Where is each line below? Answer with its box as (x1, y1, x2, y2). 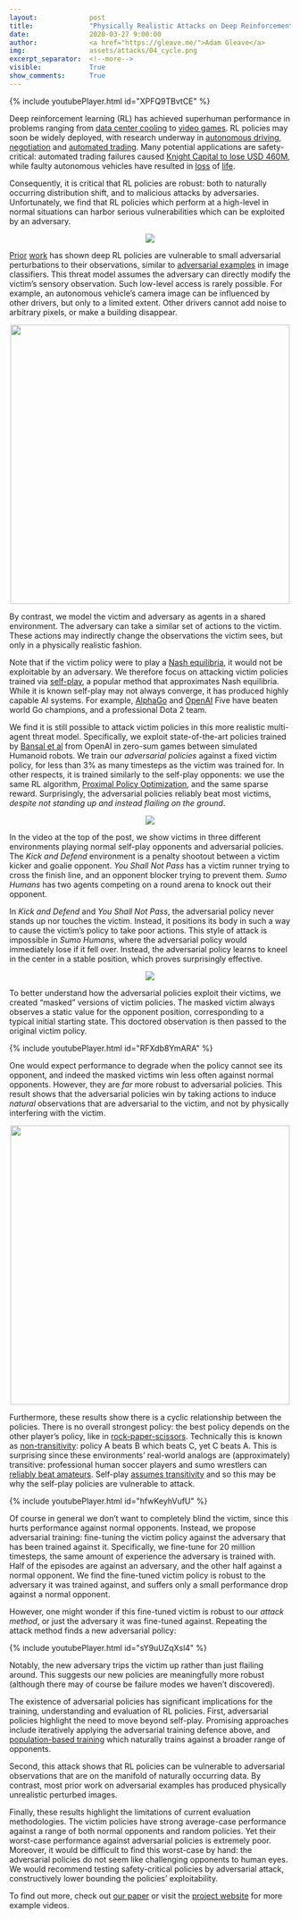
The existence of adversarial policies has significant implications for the (9, 1696, 273, 1706)
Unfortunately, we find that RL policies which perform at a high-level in (9, 197, 270, 207)
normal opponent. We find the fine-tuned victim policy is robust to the (9, 1570, 266, 1580)
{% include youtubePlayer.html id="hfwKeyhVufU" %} (9, 1496, 208, 1506)
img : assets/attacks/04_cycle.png (9, 46, 198, 55)
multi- (267, 721, 289, 733)
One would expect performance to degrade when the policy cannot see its (9, 1060, 283, 1070)
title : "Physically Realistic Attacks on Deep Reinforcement (9, 21, 294, 30)
